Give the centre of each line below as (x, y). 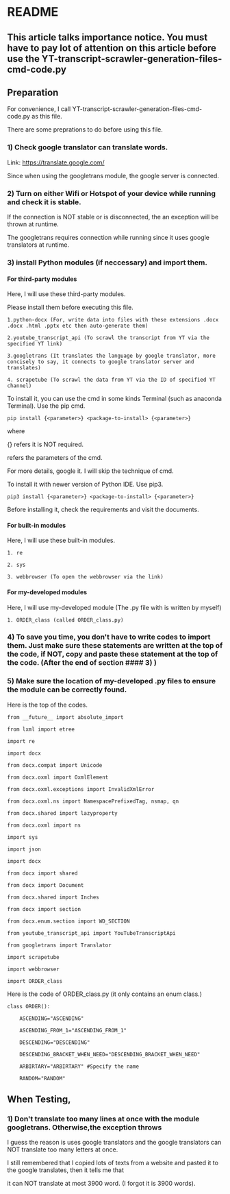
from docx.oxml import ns (44, 825)
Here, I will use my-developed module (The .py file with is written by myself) (114, 607)
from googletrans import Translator (59, 945)
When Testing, (39, 1100)
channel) (20, 386)
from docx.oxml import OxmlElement (58, 777)
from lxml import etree (41, 729)
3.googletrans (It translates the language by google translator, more (111, 356)
